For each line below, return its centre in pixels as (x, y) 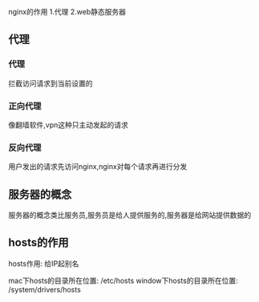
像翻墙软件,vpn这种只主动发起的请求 (68, 125)
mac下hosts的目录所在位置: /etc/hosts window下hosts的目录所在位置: (123, 280)
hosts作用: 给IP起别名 (44, 264)
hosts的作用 (39, 243)
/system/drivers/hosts (45, 289)
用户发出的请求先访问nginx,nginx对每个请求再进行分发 (98, 167)
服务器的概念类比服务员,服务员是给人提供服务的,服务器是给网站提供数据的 (130, 215)
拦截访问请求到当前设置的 (51, 83)
